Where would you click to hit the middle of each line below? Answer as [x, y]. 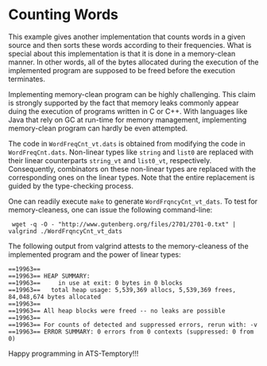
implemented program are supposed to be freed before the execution [122, 70]
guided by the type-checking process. [71, 185]
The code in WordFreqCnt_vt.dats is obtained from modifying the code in [127, 143]
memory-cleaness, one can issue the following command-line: [110, 209]
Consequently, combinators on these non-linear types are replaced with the [132, 169]
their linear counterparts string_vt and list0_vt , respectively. [110, 160]
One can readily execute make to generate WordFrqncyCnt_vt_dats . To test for [133, 201]
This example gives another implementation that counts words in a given [127, 37]
